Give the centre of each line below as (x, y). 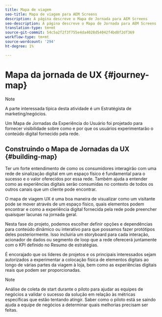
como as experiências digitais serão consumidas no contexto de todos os (79, 184)
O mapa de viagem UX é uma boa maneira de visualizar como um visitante (80, 199)
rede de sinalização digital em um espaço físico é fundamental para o (75, 174)
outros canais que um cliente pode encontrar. (51, 189)
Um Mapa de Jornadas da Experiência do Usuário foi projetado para (74, 123)
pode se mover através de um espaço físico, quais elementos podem (75, 204)
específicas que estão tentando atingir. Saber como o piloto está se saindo (80, 300)
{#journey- (127, 75)
